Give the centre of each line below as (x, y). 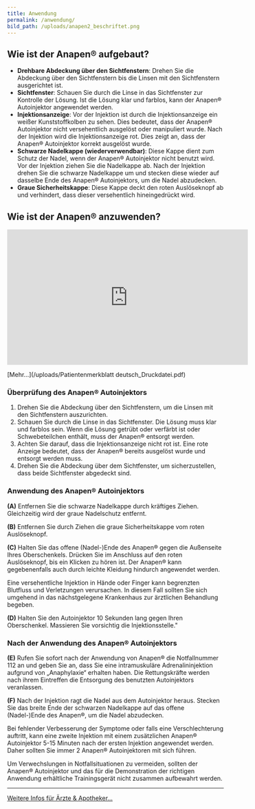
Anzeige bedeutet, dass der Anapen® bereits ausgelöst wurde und (111, 451)
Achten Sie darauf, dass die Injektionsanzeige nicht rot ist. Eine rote (112, 444)
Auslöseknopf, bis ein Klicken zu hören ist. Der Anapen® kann (95, 562)
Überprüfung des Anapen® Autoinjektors (77, 392)
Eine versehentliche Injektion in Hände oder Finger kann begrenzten (103, 583)
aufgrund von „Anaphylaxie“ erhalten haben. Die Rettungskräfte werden (109, 672)
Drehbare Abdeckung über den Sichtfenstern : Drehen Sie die (106, 71)
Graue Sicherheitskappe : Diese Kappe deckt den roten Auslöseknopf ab (120, 188)
